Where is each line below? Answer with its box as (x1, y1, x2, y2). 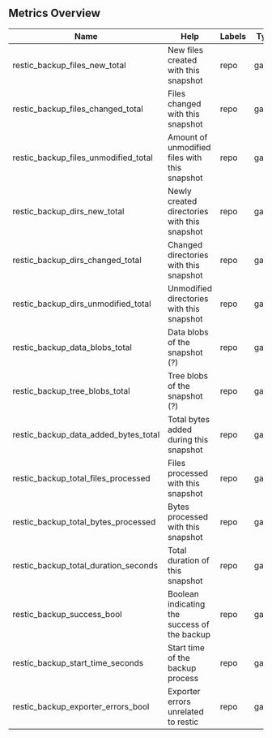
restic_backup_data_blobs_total (12, 341, 132, 352)
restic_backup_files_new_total (12, 59, 127, 71)
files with (167, 152, 202, 163)
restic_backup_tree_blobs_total (12, 385, 131, 396)
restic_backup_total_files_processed (12, 473, 151, 484)
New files (167, 44, 204, 55)
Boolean (167, 588, 200, 599)
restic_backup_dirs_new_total (12, 205, 125, 217)
